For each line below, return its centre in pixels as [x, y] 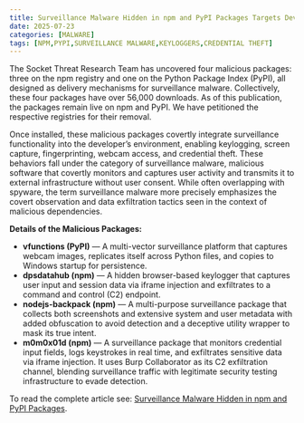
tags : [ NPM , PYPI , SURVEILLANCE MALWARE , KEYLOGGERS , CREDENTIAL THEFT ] [141, 43]
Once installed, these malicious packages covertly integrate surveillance [144, 135]
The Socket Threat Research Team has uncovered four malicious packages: [151, 69]
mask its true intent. [59, 333]
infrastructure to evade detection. [85, 381]
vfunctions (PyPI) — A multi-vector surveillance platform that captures [155, 246]
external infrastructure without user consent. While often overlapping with [147, 183]
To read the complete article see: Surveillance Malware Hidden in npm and [148, 399]
